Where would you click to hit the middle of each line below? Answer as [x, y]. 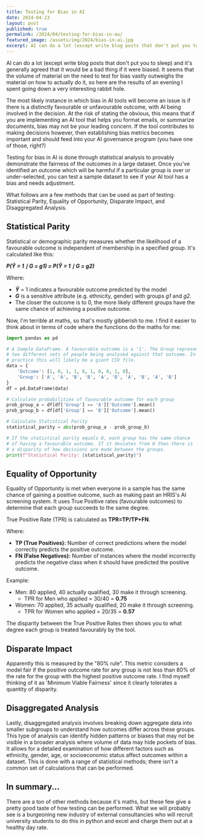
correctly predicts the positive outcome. [65, 550]
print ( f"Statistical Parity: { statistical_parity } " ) [74, 455]
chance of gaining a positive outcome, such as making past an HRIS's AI [96, 495]
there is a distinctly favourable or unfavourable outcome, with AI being [94, 107]
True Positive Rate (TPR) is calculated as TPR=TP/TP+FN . [78, 519]
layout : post [23, 23]
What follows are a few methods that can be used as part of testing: [91, 195]
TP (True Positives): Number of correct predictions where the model [101, 543]
